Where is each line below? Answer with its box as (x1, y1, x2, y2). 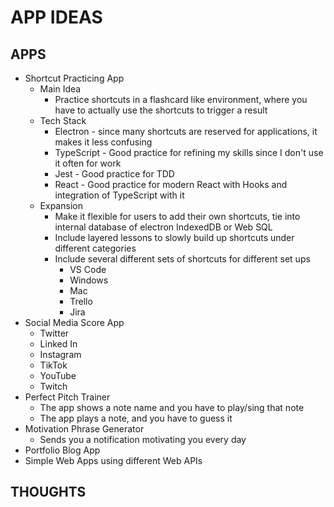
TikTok (39, 359, 68, 371)
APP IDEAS (10, 6, 103, 29)
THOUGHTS (10, 484, 87, 501)
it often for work (54, 157, 122, 169)
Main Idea (39, 83, 82, 95)
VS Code (69, 264, 107, 275)
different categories (54, 242, 137, 254)
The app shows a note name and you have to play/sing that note (39, 402, 305, 413)
